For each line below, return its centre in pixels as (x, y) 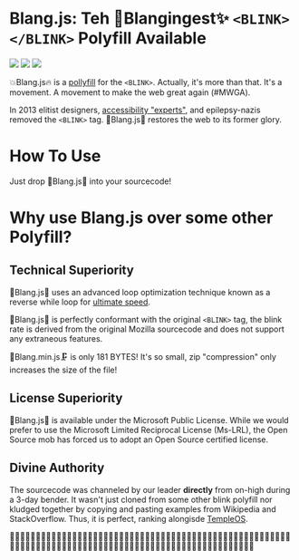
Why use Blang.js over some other (141, 218)
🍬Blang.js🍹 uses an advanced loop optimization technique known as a (140, 292)
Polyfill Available (142, 39)
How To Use (55, 156)
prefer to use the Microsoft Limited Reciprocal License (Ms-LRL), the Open (149, 430)
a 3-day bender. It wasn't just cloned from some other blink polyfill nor (141, 499)
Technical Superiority (72, 270)
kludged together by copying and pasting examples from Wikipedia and (143, 509)
